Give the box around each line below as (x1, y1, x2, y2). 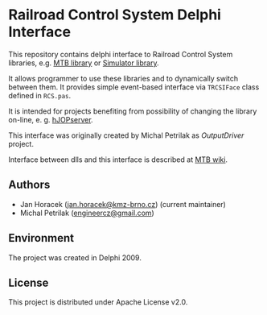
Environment (8, 231, 75, 245)
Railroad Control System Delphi (8, 6, 221, 24)
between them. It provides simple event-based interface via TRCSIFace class (8, 82, 260, 92)
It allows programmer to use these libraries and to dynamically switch (8, 73, 239, 83)
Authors (8, 178, 51, 192)
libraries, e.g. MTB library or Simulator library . (8, 58, 159, 68)
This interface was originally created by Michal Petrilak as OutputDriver (8, 131, 244, 140)
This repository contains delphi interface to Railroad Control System (8, 49, 233, 59)
